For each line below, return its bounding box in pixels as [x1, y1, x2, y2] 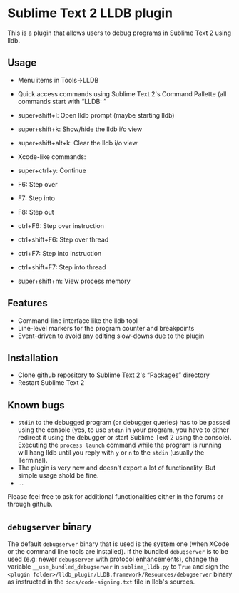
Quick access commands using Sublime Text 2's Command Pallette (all [17, 89, 227, 98]
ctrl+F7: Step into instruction [17, 249, 102, 257]
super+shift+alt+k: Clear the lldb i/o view [17, 138, 138, 147]
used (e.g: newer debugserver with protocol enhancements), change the [7, 555, 219, 563]
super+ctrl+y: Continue [17, 166, 87, 175]
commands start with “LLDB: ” [17, 97, 107, 105]
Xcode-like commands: [17, 152, 86, 161]
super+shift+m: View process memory [17, 277, 131, 285]
